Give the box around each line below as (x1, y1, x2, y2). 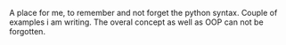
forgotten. (9, 26, 46, 36)
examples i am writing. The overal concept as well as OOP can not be (9, 17, 265, 27)
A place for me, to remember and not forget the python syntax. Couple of (9, 8, 278, 18)
